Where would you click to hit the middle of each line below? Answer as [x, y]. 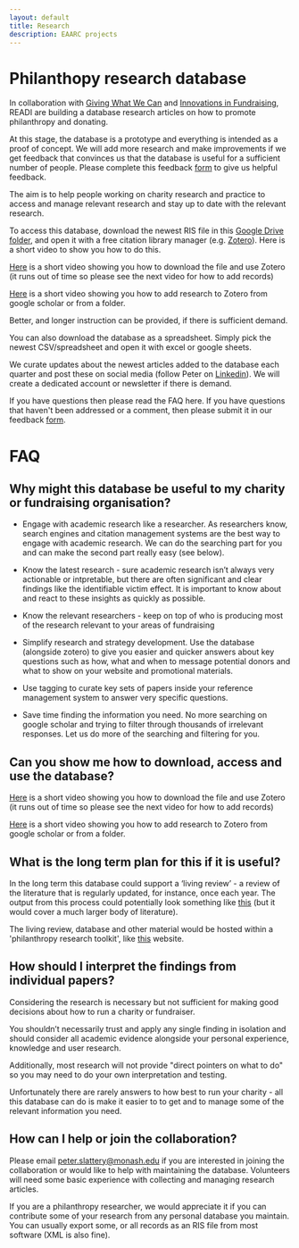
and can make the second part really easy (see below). [123, 553]
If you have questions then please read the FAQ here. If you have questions [147, 401]
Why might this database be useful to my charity [147, 489]
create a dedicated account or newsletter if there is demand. [120, 384]
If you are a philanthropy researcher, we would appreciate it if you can [138, 1206]
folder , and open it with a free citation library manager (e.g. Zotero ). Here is [147, 240]
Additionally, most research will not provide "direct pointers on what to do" [146, 1065]
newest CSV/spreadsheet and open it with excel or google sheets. [131, 347]
